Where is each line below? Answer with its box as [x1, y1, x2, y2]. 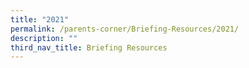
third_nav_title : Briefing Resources [10, 42, 168, 53]
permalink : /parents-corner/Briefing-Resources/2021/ [10, 24, 240, 34]
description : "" [10, 33, 78, 43]
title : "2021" [10, 14, 70, 25]
